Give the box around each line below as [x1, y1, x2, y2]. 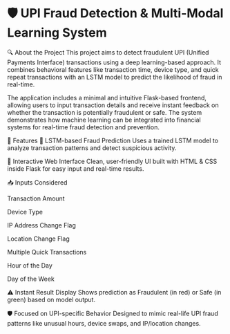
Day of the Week [7, 275, 55, 283]
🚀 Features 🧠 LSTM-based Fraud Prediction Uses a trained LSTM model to [7, 136, 219, 145]
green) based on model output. [7, 295, 95, 304]
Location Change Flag [7, 234, 70, 243]
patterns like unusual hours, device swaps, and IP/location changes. [7, 319, 202, 327]
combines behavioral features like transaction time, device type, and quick [7, 65, 219, 73]
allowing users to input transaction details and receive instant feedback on [7, 101, 219, 109]
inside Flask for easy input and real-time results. [7, 164, 144, 173]
